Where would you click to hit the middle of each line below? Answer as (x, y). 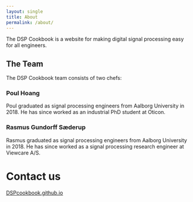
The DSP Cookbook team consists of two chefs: (64, 78)
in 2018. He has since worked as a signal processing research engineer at (95, 146)
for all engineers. (26, 45)
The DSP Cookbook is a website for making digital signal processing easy (95, 39)
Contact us (33, 176)
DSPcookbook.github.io (35, 193)
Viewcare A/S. (23, 153)
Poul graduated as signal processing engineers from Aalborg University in (95, 106)
